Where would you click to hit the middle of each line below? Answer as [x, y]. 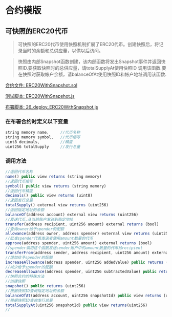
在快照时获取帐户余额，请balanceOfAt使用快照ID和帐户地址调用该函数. [92, 74]
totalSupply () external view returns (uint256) [57, 205]
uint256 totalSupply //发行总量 [43, 146]
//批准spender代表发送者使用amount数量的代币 [49, 239]
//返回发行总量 [19, 200]
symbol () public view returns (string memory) [56, 186]
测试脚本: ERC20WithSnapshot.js [40, 96]
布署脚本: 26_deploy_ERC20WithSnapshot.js [52, 107]
